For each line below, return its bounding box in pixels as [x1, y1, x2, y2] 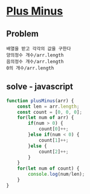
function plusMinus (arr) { [6, 97, 74, 104]
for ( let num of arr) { [17, 114, 74, 121]
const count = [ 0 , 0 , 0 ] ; [17, 109, 83, 115]
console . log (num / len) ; [28, 171, 85, 178]
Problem [6, 29, 39, 39]
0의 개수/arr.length [6, 65, 54, 71]
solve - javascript [6, 81, 74, 92]
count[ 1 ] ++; [38, 137, 69, 144]
